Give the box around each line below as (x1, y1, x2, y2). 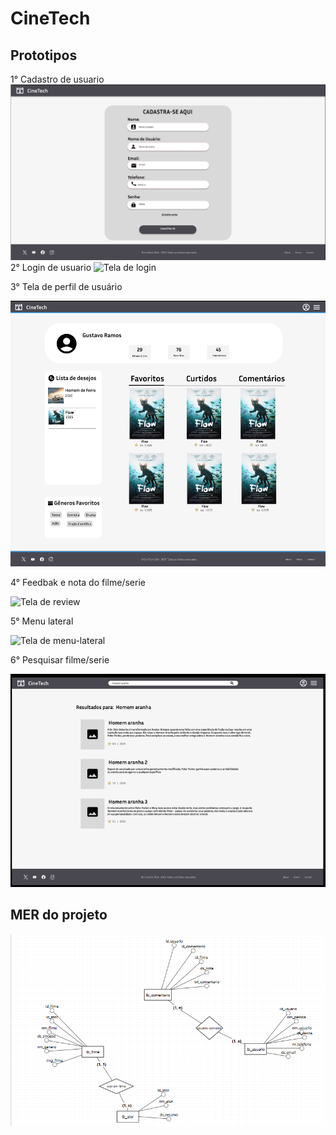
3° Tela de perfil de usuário (10, 281, 123, 293)
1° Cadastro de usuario (10, 73, 105, 85)
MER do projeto (10, 907, 108, 924)
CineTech (10, 7, 91, 30)
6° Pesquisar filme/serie (10, 654, 110, 666)
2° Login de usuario (10, 262, 92, 274)
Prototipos (10, 47, 78, 64)
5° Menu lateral (10, 615, 74, 627)
